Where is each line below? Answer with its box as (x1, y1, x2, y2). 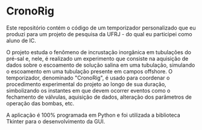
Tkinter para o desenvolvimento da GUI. (6, 117, 106, 125)
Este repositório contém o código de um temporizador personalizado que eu (6, 24, 196, 31)
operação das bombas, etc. (6, 99, 75, 107)
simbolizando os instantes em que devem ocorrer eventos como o (6, 87, 171, 94)
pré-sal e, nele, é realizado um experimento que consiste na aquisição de (6, 55, 189, 62)
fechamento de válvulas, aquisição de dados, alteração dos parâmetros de (6, 93, 192, 101)
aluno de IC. (6, 37, 36, 44)
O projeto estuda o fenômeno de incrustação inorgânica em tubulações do (6, 48, 192, 55)
